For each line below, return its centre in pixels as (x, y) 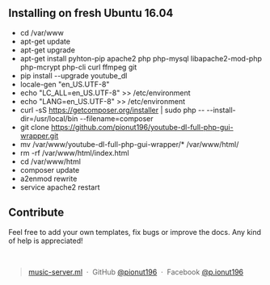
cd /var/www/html (50, 161)
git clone (35, 127)
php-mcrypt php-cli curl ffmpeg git (78, 67)
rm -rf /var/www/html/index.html (74, 153)
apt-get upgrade (47, 50)
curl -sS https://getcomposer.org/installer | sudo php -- (112, 110)
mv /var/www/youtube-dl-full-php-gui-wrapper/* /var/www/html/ (129, 144)
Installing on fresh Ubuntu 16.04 (91, 13)
